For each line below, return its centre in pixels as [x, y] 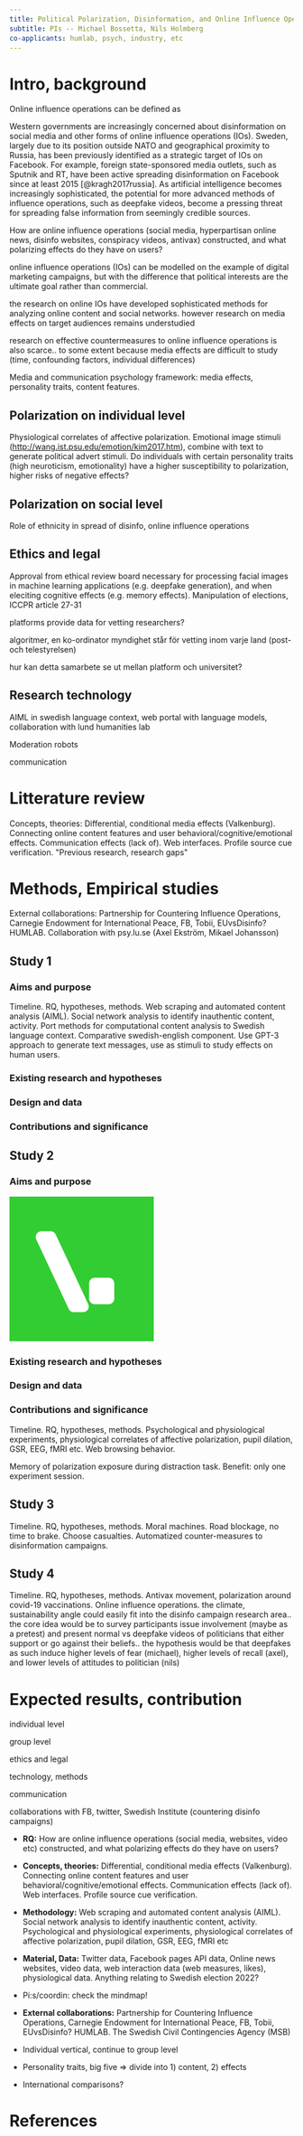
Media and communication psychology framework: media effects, [132, 377]
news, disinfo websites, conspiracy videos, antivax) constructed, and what [148, 240]
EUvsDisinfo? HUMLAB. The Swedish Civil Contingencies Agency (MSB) [156, 2032]
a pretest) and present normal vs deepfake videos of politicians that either [147, 1634]
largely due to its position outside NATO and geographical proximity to [140, 146]
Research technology [71, 696]
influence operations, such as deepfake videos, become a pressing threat [146, 203]
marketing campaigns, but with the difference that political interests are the [149, 277]
